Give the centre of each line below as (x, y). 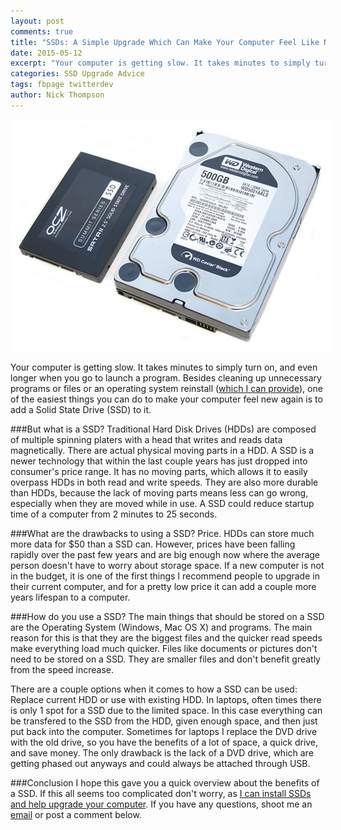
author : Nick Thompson (57, 95)
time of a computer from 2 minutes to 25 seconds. (114, 514)
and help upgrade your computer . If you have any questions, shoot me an (161, 804)
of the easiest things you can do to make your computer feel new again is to (166, 399)
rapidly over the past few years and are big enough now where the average (165, 554)
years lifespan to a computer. (70, 597)
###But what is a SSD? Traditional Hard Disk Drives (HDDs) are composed (163, 429)
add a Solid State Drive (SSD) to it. (81, 409)
